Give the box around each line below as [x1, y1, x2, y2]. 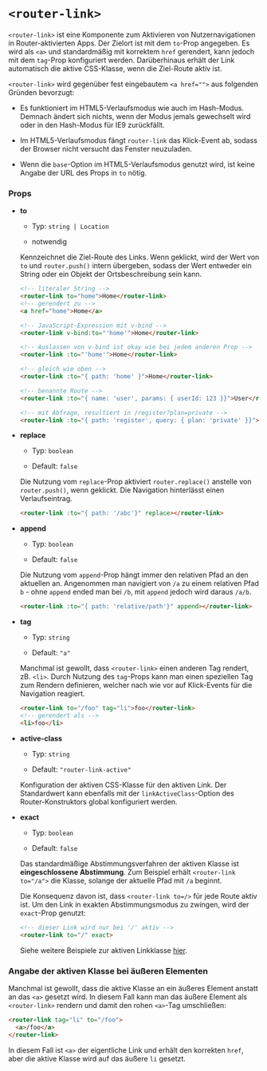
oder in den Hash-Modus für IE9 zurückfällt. [19, 120, 165, 129]
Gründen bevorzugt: [8, 87, 75, 97]
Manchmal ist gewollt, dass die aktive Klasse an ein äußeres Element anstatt [8, 983, 259, 993]
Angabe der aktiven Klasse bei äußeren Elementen [8, 965, 209, 976]
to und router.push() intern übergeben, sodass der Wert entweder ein [19, 261, 253, 271]
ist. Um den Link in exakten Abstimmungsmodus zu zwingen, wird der [19, 899, 249, 909]
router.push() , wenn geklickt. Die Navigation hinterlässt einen [19, 485, 225, 495]
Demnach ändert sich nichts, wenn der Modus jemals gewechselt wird [19, 111, 251, 121]
